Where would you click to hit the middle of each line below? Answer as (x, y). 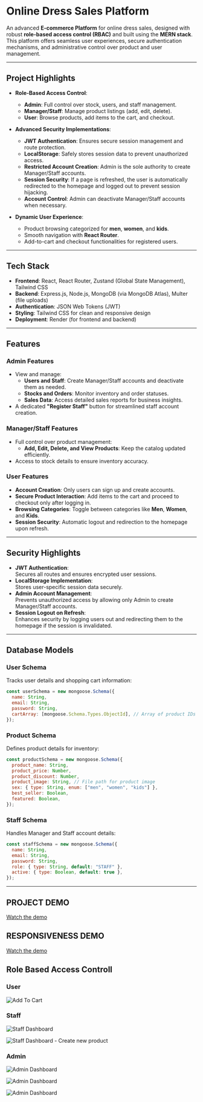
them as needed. (45, 387)
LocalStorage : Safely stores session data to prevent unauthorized (106, 154)
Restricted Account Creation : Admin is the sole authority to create (107, 166)
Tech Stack (28, 266)
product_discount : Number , (46, 776)
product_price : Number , (41, 771)
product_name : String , (40, 765)
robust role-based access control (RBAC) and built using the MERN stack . (100, 34)
